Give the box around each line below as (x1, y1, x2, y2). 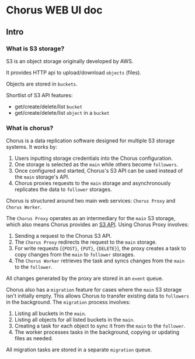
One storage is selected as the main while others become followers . (14, 161, 179, 168)
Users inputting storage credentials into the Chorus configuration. (14, 155, 173, 162)
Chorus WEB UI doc (6, 4, 103, 17)
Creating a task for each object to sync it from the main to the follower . (14, 323, 186, 330)
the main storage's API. (14, 173, 70, 180)
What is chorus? (6, 124, 54, 132)
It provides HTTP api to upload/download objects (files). (6, 69, 142, 76)
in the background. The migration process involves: (6, 299, 131, 306)
